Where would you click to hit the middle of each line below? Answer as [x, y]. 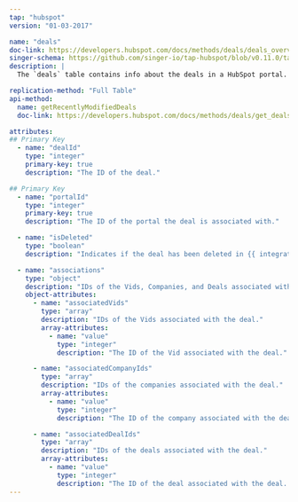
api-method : [31, 98]
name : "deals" [35, 42]
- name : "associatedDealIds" [86, 434]
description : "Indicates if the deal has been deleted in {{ [140, 254]
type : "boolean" [55, 246]
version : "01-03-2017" [51, 26]
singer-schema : [37, 59]
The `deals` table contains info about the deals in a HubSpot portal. [153, 75]
